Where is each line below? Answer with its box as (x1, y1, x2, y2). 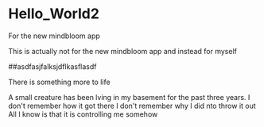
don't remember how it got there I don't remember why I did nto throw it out (8, 101, 256, 110)
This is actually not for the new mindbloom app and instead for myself (8, 46, 237, 56)
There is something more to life (8, 77, 111, 87)
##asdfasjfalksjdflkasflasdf (8, 61, 97, 71)
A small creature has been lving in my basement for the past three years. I (8, 92, 250, 102)
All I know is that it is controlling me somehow (8, 109, 158, 119)
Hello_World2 (8, 5, 99, 23)
